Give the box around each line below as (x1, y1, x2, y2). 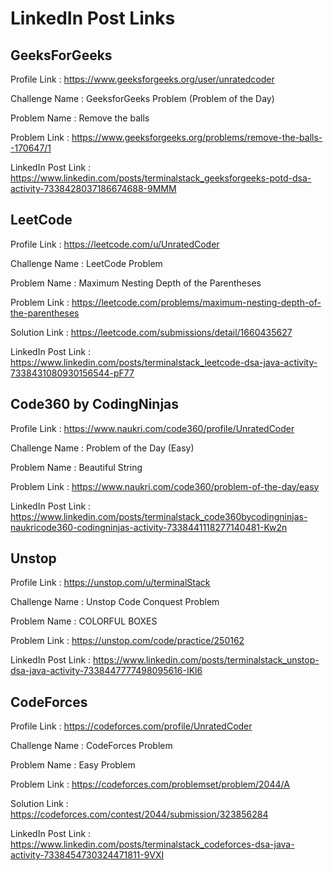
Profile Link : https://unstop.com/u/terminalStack (10, 577, 211, 589)
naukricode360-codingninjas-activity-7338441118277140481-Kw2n (10, 521, 288, 533)
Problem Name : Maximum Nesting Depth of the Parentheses (10, 277, 262, 289)
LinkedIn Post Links (10, 7, 176, 30)
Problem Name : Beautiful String (10, 461, 143, 473)
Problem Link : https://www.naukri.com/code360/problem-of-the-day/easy (10, 480, 320, 492)
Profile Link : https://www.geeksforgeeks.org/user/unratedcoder (10, 73, 275, 85)
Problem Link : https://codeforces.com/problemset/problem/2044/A (10, 778, 290, 791)
